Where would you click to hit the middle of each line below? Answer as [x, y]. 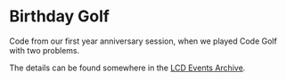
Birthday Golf [59, 16]
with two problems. [45, 50]
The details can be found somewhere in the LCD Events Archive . [127, 68]
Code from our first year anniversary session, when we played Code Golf [143, 41]
